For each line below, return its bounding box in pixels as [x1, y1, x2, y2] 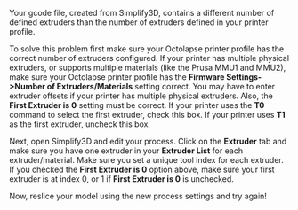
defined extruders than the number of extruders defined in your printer [9, 17, 269, 27]
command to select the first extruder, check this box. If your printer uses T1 [9, 110, 286, 120]
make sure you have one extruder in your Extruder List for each [9, 145, 243, 156]
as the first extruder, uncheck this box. [9, 119, 151, 129]
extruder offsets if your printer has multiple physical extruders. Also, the [9, 90, 273, 101]
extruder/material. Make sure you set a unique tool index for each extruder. [9, 155, 284, 165]
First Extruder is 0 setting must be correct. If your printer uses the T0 [9, 100, 265, 110]
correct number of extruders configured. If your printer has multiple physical [9, 53, 290, 63]
